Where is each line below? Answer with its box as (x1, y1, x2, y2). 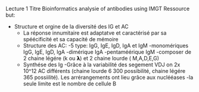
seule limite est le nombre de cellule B (23, 80, 117, 87)
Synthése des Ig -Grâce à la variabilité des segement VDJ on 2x (23, 61, 181, 68)
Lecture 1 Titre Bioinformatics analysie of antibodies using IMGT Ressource (5, 5, 190, 12)
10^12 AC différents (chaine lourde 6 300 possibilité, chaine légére (23, 68, 186, 74)
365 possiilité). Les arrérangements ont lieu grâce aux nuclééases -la (23, 74, 194, 81)
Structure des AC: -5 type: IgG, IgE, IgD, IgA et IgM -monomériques (23, 42, 189, 49)
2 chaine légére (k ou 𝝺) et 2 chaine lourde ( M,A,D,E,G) (23, 55, 159, 62)
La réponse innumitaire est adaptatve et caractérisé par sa (23, 29, 167, 36)
